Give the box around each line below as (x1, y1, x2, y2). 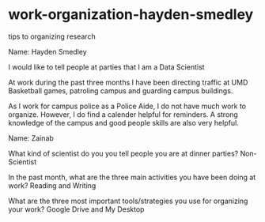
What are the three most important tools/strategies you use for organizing (8, 196, 248, 205)
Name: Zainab (8, 133, 54, 143)
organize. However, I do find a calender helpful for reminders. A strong (8, 109, 239, 119)
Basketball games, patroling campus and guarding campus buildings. (8, 85, 233, 96)
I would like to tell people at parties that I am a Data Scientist (8, 62, 205, 72)
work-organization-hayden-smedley (8, 6, 254, 24)
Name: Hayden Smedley (8, 47, 87, 56)
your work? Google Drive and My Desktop (8, 204, 145, 214)
